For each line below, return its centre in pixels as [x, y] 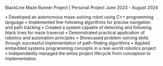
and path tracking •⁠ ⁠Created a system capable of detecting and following [78, 27]
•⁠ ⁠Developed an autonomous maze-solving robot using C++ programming [79, 17]
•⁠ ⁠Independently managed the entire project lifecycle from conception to [78, 53]
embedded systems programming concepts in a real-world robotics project [81, 48]
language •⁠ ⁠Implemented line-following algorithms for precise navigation [78, 22]
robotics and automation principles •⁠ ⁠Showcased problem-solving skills [77, 38]
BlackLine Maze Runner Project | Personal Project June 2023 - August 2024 [82, 8]
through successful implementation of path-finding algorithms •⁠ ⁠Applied [78, 43]
